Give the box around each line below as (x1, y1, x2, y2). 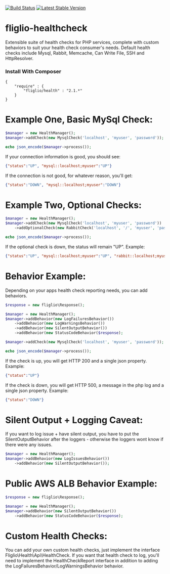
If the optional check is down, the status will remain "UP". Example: (5, 243, 145, 250)
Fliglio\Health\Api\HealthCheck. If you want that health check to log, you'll (5, 552, 159, 558)
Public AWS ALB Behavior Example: (5, 478, 158, 490)
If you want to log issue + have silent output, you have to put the (5, 431, 139, 437)
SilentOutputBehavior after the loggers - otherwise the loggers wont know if (5, 436, 163, 443)
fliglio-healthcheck (5, 23, 88, 34)
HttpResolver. (5, 55, 34, 61)
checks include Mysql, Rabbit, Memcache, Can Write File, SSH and (5, 50, 145, 56)
